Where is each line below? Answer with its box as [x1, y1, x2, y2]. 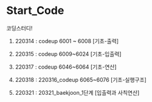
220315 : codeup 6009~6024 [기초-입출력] [15, 50, 122, 58]
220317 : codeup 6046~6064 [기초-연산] [15, 63, 117, 70]
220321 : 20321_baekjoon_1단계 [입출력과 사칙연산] [15, 89, 140, 96]
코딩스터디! [6, 24, 33, 32]
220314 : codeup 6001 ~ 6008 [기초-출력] [15, 37, 119, 44]
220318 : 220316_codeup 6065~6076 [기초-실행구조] [15, 76, 147, 83]
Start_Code [6, 4, 64, 18]
